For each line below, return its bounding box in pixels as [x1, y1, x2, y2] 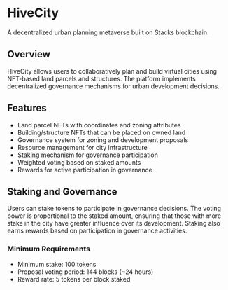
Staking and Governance [7, 186, 117, 198]
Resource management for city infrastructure [17, 143, 148, 151]
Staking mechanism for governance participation [17, 151, 159, 159]
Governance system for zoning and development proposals [17, 135, 189, 144]
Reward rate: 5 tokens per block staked [17, 275, 131, 283]
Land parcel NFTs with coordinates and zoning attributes [17, 120, 181, 129]
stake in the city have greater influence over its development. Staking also [7, 219, 220, 228]
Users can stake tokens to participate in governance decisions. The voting [7, 205, 222, 213]
